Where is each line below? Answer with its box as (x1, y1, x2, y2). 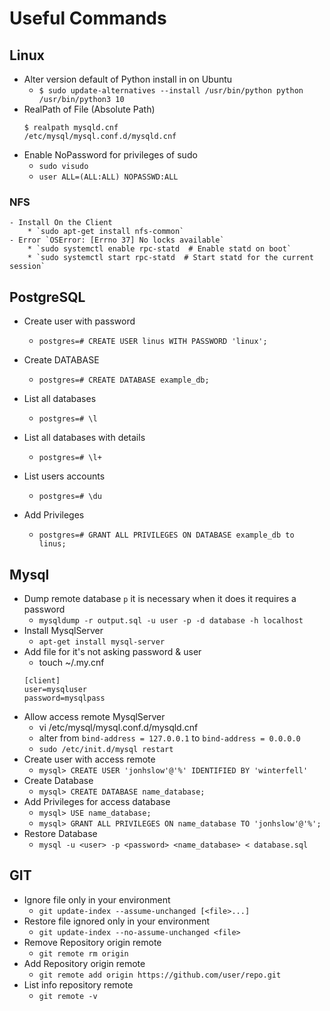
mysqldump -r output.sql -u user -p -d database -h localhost (38, 615, 304, 626)
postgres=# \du (38, 492, 102, 502)
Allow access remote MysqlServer (23, 710, 166, 722)
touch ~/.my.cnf (38, 656, 105, 668)
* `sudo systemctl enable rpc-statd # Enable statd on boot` (27, 244, 292, 254)
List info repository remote (23, 978, 134, 991)
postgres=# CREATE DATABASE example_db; (38, 375, 210, 386)
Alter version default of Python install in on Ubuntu (23, 73, 233, 85)
